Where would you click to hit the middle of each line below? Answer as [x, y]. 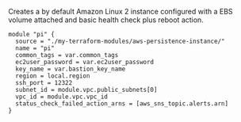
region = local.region [53, 76]
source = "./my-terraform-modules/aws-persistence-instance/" [120, 41]
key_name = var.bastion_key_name [71, 69]
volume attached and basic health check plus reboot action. [106, 20]
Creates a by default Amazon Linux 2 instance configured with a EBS [120, 11]
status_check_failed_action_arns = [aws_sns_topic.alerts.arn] [122, 104]
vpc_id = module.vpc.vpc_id [62, 97]
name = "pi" [35, 48]
